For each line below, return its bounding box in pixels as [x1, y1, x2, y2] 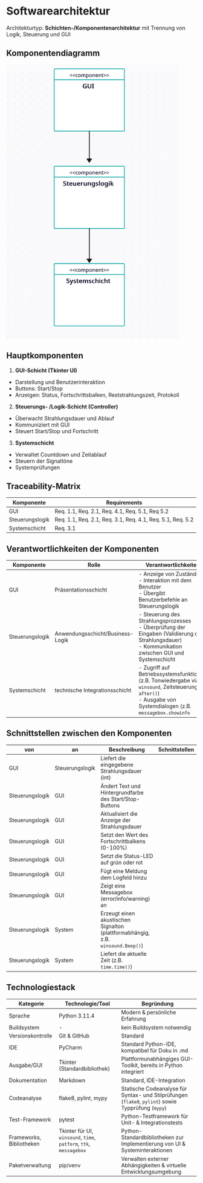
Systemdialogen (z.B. [138, 703, 192, 710]
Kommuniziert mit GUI [14, 421, 70, 428]
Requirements [106, 498, 143, 506]
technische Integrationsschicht [54, 686, 132, 694]
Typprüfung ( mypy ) [121, 1104, 167, 1111]
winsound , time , [59, 1134, 96, 1141]
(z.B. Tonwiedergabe [138, 677, 190, 684]
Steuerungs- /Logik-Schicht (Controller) [14, 403, 118, 410]
